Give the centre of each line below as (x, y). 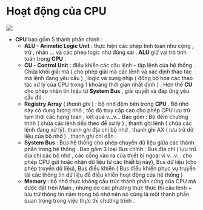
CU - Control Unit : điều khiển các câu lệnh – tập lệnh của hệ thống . (110, 65)
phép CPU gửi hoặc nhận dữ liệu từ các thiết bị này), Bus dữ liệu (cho (110, 161)
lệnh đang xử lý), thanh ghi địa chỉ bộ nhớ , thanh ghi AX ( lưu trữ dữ (109, 129)
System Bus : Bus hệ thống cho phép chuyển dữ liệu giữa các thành (109, 142)
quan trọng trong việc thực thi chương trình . (79, 200)
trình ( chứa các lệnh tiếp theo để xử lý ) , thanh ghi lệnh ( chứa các (108, 123)
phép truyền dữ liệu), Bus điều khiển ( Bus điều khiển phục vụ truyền (110, 168)
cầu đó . (34, 97)
